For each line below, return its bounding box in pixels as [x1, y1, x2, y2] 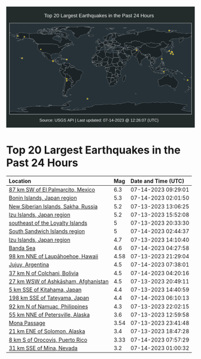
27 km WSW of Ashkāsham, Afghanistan [8, 277, 109, 285]
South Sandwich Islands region [8, 228, 86, 235]
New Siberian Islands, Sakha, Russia [8, 203, 98, 210]
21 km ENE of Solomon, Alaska [8, 328, 86, 335]
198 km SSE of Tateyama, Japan [8, 294, 90, 301]
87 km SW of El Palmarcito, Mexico [8, 186, 96, 194]
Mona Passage [8, 319, 46, 327]
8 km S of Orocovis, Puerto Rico [8, 336, 88, 343]
